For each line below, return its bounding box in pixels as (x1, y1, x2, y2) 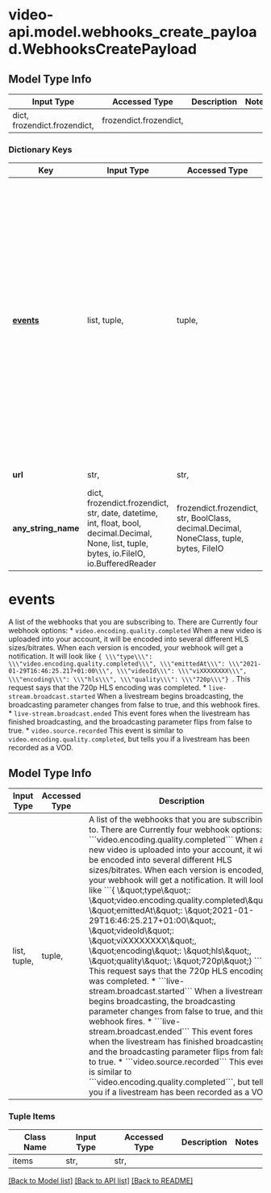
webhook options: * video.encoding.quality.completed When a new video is (8, 626, 262, 636)
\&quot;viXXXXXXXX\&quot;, (88, 935, 197, 947)
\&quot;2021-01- (184, 905, 254, 916)
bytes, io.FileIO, (87, 548, 146, 559)
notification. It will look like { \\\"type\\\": (8, 652, 153, 662)
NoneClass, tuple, (176, 533, 244, 544)
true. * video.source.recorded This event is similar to (8, 725, 184, 736)
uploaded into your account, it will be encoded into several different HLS (8, 634, 249, 644)
